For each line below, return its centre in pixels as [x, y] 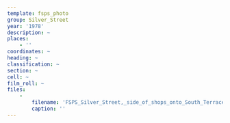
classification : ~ [33, 64]
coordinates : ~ [29, 52]
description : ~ [29, 32]
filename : [46, 102]
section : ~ [23, 70]
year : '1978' [26, 26]
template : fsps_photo [38, 13]
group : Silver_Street [38, 20]
